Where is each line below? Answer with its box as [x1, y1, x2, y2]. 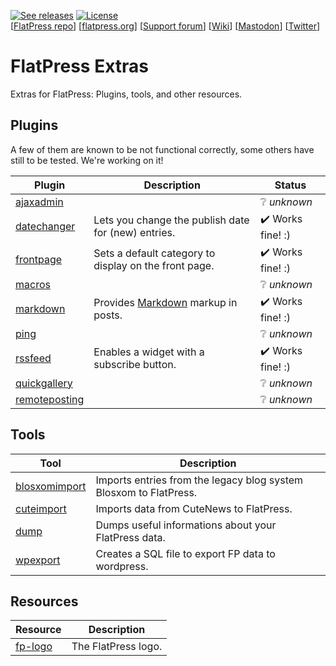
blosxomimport [15, 479, 87, 493]
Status [274, 178, 307, 192]
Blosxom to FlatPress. [95, 485, 198, 499]
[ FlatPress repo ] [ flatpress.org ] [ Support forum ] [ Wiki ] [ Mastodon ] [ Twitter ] [10, 20, 321, 32]
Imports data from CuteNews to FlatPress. [95, 501, 293, 515]
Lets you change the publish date [93, 213, 250, 227]
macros [15, 277, 51, 291]
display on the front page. [93, 259, 215, 273]
